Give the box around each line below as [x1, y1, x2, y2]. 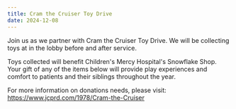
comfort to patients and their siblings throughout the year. [7, 72, 176, 81]
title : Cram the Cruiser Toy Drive [7, 10, 113, 18]
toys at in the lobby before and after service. [7, 44, 137, 52]
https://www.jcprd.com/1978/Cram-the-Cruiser [7, 93, 145, 102]
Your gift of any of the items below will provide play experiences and [7, 65, 208, 73]
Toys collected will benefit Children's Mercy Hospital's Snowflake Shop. [7, 57, 218, 65]
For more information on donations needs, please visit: [7, 86, 167, 94]
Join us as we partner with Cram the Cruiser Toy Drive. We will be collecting [7, 36, 230, 44]
